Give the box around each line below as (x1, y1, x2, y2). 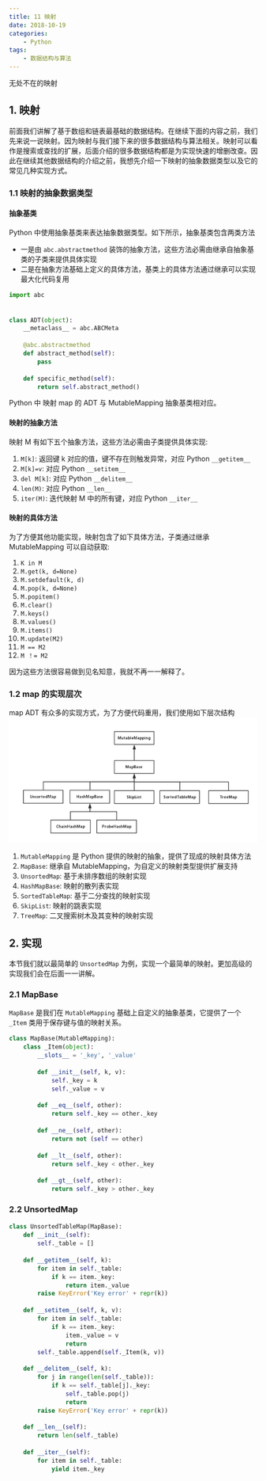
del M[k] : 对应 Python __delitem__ (20, 474, 133, 483)
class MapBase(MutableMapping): (9, 1034, 115, 1043)
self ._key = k (51, 1076, 98, 1084)
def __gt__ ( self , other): (37, 1177, 123, 1185)
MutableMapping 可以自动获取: (9, 542, 110, 551)
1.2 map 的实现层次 (9, 688, 82, 699)
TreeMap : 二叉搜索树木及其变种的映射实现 (20, 911, 153, 920)
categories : (9, 29, 48, 37)
